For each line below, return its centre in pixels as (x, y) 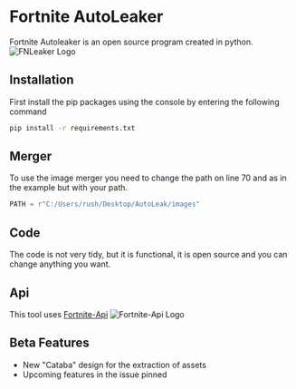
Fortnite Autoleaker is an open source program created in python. (131, 42)
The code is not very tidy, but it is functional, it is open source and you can (148, 255)
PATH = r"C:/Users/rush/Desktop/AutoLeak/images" (105, 204)
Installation (42, 80)
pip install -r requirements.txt (72, 128)
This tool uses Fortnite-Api (59, 314)
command (28, 112)
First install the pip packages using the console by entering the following (144, 102)
